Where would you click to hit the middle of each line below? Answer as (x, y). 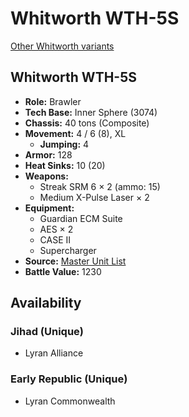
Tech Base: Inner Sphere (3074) (91, 112)
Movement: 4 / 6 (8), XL (75, 133)
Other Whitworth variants (62, 46)
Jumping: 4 (64, 144)
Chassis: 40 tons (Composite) (87, 123)
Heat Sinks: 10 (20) (65, 165)
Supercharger (68, 250)
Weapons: (46, 176)
